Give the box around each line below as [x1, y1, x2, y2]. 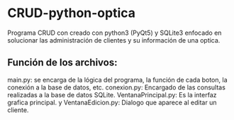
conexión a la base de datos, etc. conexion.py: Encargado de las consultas [7, 83, 225, 92]
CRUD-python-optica [7, 5, 136, 21]
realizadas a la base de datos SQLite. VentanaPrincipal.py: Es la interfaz [7, 90, 218, 99]
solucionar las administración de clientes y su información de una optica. [7, 36, 221, 44]
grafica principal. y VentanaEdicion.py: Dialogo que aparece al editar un [7, 98, 217, 107]
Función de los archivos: [7, 57, 118, 69]
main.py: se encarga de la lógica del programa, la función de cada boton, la [7, 75, 228, 84]
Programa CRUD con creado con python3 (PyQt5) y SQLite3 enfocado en [7, 28, 222, 37]
